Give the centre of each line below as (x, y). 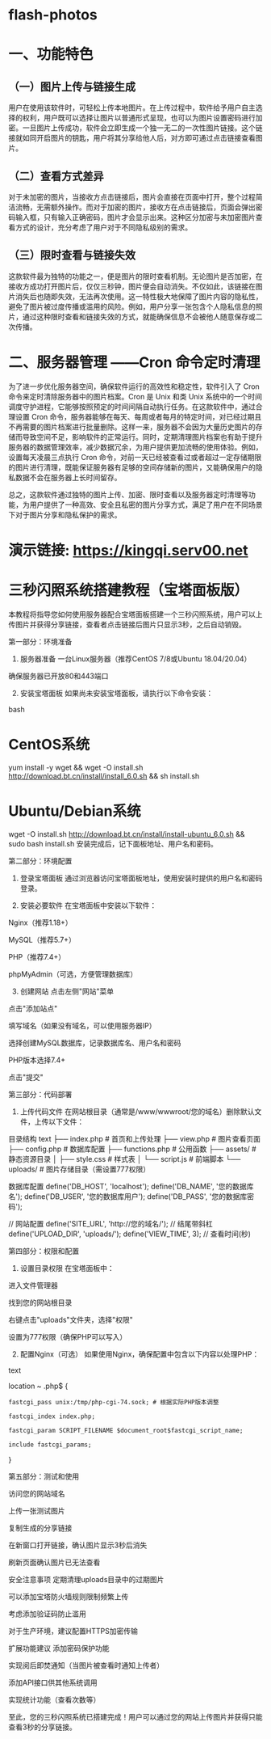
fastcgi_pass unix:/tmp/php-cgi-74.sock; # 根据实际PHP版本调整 (114, 1402)
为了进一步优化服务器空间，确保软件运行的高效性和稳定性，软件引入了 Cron (134, 386)
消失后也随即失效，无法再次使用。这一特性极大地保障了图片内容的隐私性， (139, 296)
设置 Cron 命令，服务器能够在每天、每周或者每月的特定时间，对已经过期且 (138, 416)
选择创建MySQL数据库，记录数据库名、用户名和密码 (95, 1043)
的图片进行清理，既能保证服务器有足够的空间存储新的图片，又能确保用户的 (132, 467)
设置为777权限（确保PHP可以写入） (68, 1336)
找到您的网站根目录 (40, 1302)
